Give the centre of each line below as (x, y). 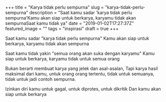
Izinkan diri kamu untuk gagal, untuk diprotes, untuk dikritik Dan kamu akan (83, 89)
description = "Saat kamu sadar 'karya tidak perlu (81, 13)
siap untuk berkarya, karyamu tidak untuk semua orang (62, 59)
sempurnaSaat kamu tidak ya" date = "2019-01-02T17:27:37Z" (70, 23)
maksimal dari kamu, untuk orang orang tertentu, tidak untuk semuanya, (80, 74)
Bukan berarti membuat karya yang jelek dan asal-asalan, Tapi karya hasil (82, 68)
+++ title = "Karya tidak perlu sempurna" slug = (55, 7)
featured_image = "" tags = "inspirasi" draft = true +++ (62, 29)
